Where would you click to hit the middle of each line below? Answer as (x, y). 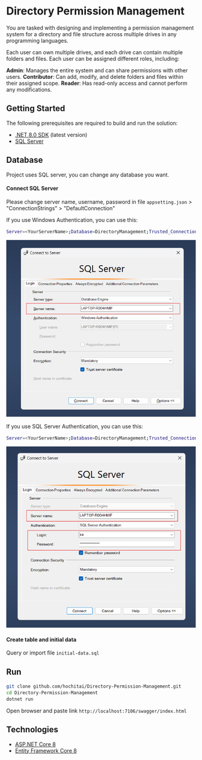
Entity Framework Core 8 (46, 750)
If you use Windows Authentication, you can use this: (72, 220)
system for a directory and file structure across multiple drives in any (92, 34)
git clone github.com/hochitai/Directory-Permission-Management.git (94, 686)
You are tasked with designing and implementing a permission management (100, 28)
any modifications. (29, 89)
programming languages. (37, 40)
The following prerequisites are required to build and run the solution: (92, 123)
